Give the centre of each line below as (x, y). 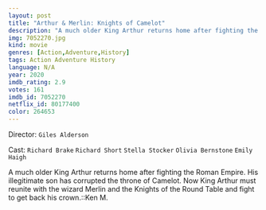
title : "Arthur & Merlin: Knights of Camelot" (87, 23)
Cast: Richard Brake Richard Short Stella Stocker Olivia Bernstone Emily (131, 150)
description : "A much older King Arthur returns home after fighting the (133, 30)
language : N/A (32, 68)
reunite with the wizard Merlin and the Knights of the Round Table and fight (131, 189)
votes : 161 (26, 89)
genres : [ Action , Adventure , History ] (69, 52)
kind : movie (28, 45)
